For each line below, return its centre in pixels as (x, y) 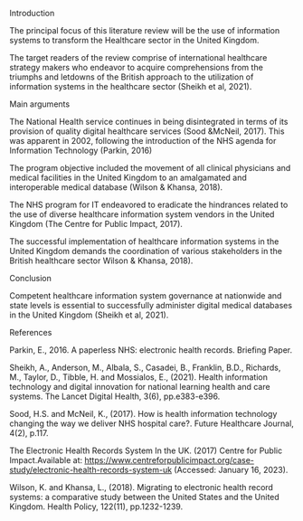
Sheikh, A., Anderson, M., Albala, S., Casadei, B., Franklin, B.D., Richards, (145, 367)
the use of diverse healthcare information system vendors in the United (142, 214)
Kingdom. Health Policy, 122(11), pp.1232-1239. (96, 507)
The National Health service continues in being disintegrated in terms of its (149, 122)
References (31, 332)
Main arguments (40, 104)
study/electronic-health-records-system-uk (91, 470)
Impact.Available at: (46, 460)
